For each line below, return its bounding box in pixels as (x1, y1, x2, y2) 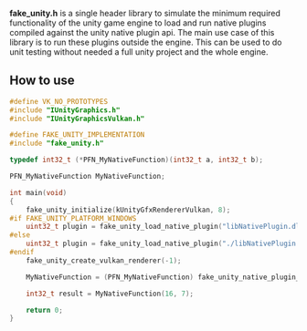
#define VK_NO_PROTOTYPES (9, 97, 108, 106)
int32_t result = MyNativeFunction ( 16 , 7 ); (26, 289, 195, 298)
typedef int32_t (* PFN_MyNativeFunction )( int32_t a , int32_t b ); (9, 155, 264, 165)
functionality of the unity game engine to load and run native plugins (9, 17, 267, 28)
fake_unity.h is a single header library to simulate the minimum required (9, 8, 281, 18)
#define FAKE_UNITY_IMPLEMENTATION (9, 130, 145, 140)
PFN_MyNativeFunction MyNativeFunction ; (9, 172, 166, 181)
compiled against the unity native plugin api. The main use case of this (9, 27, 275, 37)
